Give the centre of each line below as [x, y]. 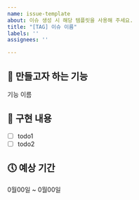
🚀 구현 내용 [30, 119]
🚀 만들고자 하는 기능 [48, 76]
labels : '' [23, 33]
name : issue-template [39, 14]
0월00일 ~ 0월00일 [34, 189]
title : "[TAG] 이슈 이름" [42, 27]
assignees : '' [28, 40]
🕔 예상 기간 [31, 168]
